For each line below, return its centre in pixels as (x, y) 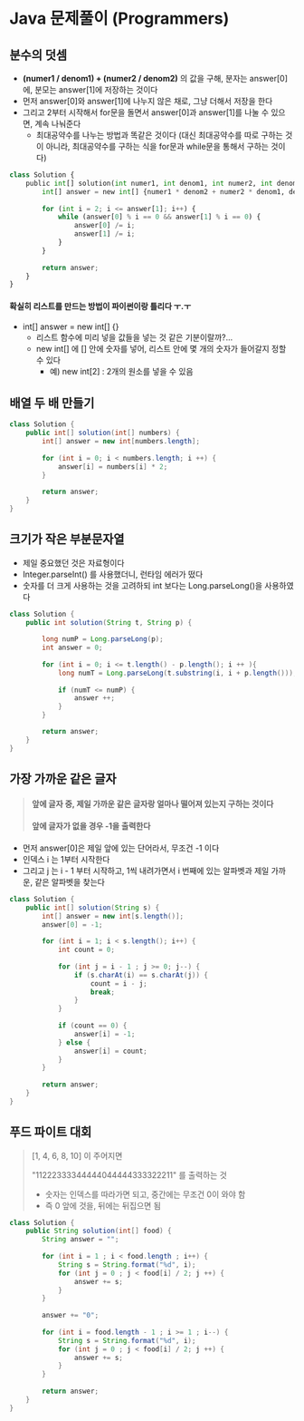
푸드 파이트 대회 (51, 1132)
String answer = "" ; (81, 1240)
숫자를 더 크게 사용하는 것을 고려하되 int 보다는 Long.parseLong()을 (142, 585)
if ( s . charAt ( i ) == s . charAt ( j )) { (141, 975)
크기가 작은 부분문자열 (67, 539)
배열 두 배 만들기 (52, 403)
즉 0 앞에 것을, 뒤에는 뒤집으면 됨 (103, 1205)
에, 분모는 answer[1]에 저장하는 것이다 (90, 90)
